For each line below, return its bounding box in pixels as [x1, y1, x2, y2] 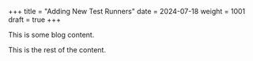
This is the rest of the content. [8, 45, 107, 54]
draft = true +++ [8, 15, 62, 24]
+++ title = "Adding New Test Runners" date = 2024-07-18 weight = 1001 [8, 7, 246, 16]
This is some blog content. [8, 30, 95, 39]
